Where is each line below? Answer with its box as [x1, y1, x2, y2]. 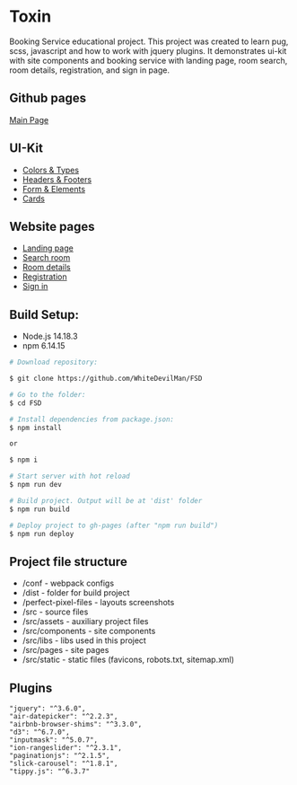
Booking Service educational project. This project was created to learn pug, [9, 36, 289, 47]
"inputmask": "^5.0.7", [9, 736, 99, 745]
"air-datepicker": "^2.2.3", [9, 712, 118, 721]
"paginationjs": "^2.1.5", [9, 752, 110, 761]
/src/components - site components [22, 626, 156, 637]
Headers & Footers [22, 173, 92, 185]
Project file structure [9, 554, 127, 569]
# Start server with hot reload [9, 472, 130, 481]
